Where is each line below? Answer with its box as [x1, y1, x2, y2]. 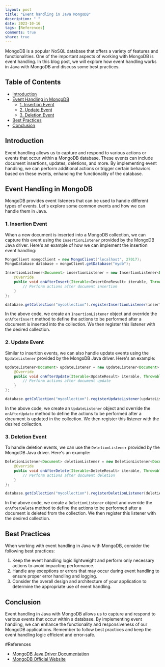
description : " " [5, 16, 41, 21]
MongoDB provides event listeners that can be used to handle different [5, 198, 149, 204]
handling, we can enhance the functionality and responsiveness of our [5, 621, 148, 627]
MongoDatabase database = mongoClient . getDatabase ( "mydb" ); [5, 261, 131, 266]
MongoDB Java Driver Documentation [12, 651, 89, 657]
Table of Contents [5, 78, 61, 87]
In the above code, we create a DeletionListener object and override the [5, 500, 153, 506]
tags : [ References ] [5, 26, 45, 30]
